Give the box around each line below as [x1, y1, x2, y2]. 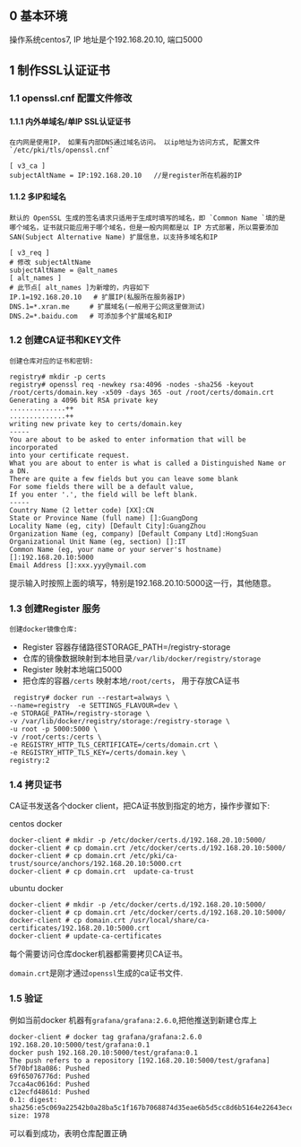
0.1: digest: [9, 1095, 58, 1104]
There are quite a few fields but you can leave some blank [9, 474, 239, 483]
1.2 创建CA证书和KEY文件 [9, 334, 121, 346]
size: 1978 [9, 1111, 50, 1120]
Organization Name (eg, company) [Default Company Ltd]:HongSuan [9, 529, 258, 538]
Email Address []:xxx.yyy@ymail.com [9, 560, 146, 570]
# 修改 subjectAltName [9, 258, 91, 267]
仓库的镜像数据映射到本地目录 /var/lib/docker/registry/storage [21, 653, 262, 664]
